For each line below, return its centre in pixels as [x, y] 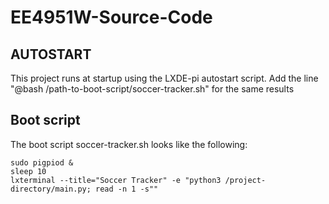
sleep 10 [28, 171]
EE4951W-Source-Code [111, 17]
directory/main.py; [51, 189]
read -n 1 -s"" [127, 189]
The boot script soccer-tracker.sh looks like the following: [129, 144]
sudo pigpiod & [42, 162]
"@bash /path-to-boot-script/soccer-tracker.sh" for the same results [152, 89]
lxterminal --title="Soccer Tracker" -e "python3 [116, 180]
